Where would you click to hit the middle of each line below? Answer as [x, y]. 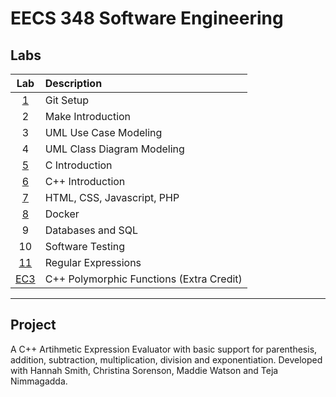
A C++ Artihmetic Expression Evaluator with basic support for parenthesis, [164, 349]
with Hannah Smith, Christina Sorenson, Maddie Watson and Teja [144, 370]
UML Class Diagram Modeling [114, 149]
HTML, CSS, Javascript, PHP [112, 197]
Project [33, 325]
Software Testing [85, 246]
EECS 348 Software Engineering [147, 18]
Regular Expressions [93, 262]
